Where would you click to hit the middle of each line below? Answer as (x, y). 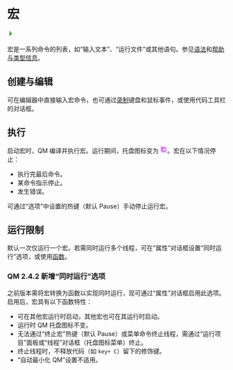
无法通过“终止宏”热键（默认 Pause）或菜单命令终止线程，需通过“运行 (116, 333)
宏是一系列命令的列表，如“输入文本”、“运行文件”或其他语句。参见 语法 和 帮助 (116, 49)
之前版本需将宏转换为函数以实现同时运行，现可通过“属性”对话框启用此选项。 (116, 293)
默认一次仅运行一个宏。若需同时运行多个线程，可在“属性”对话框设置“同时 (112, 248)
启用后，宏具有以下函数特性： (50, 301)
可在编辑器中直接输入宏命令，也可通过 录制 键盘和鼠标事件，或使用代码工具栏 (116, 100)
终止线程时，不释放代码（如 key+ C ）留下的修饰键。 (91, 351)
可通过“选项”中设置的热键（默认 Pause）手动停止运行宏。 (89, 206)
